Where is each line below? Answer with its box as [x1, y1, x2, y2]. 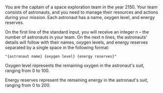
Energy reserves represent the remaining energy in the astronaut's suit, [5, 77, 149, 83]
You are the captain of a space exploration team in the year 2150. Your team [5, 4, 158, 10]
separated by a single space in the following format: [5, 45, 110, 50]
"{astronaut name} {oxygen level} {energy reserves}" [5, 54, 117, 59]
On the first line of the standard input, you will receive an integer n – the [5, 29, 149, 35]
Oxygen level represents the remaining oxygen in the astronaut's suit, [5, 63, 145, 68]
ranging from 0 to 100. [5, 68, 50, 74]
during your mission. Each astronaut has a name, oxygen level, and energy [5, 15, 155, 20]
